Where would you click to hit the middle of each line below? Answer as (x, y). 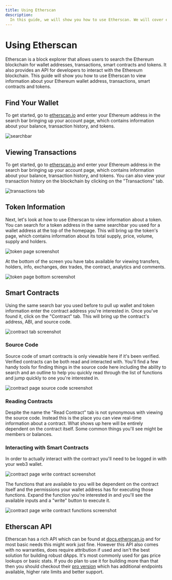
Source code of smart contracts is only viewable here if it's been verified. (83, 356)
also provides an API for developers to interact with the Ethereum (74, 70)
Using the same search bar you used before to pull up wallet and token (80, 305)
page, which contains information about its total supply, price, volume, (79, 236)
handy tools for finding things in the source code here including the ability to (86, 367)
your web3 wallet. (24, 464)
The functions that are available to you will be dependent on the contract (82, 484)
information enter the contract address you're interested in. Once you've (82, 311)
